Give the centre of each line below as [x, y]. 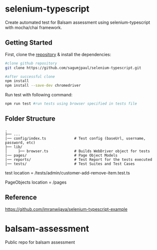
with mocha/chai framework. [34, 27]
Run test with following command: [39, 95]
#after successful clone [30, 77]
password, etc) [20, 142]
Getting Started [29, 43]
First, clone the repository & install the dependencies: [58, 54]
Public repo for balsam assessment [40, 242]
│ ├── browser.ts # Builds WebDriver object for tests [78, 151]
